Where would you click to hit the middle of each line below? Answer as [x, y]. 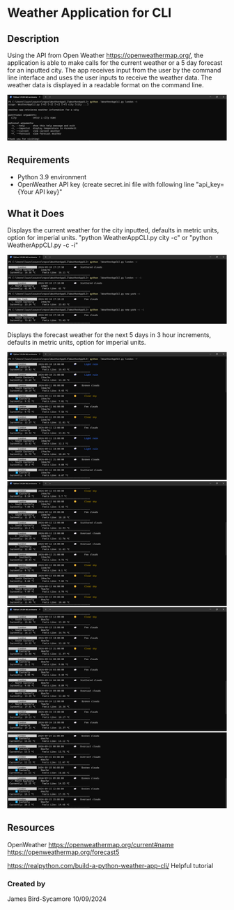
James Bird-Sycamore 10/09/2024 [57, 899]
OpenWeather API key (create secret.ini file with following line [106, 184]
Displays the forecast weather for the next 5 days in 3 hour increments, [109, 335]
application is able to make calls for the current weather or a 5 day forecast [115, 63]
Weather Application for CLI [89, 13]
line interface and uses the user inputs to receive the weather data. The [110, 77]
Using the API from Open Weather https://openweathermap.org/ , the [106, 55]
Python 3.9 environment [52, 177]
